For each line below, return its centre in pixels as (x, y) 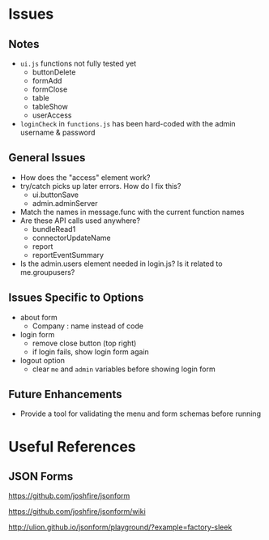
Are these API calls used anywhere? (80, 221)
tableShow (50, 107)
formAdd (47, 81)
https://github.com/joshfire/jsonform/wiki (77, 512)
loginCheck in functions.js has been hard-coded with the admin (128, 124)
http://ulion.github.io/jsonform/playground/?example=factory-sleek (120, 527)
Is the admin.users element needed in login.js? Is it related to (121, 264)
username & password (58, 132)
